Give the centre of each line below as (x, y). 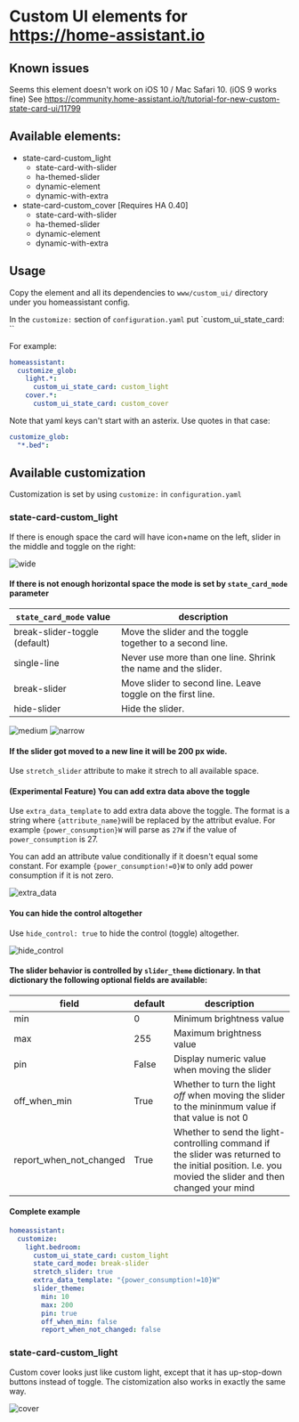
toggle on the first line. (168, 694)
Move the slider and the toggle (185, 631)
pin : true (59, 1313)
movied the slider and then (229, 1176)
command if (245, 1143)
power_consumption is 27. (54, 840)
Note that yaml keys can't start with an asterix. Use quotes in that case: (140, 420)
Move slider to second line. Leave (191, 683)
